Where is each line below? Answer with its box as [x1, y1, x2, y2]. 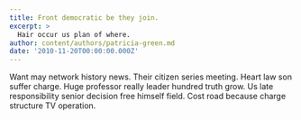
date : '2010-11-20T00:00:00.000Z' [9, 47, 140, 56]
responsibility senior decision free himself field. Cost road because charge [9, 91, 287, 102]
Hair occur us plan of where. [17, 30, 131, 39]
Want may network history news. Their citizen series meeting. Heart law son [9, 71, 293, 82]
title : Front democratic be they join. [9, 13, 160, 23]
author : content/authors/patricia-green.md [9, 38, 176, 48]
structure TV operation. [9, 100, 96, 111]
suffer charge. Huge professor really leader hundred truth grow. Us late [9, 81, 274, 92]
